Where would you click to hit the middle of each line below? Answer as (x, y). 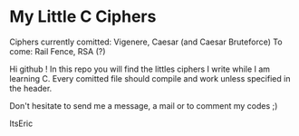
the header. (31, 88)
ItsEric (21, 123)
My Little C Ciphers (83, 17)
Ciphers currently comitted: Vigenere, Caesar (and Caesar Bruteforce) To (146, 42)
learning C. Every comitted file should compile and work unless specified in (150, 78)
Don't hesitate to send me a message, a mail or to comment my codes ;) (144, 105)
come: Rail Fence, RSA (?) (58, 51)
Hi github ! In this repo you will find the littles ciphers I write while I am (140, 69)
